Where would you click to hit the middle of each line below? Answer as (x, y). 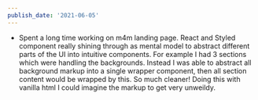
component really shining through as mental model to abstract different (134, 46)
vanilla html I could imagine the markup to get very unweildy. (117, 87)
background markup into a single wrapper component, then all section (133, 70)
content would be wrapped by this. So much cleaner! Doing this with (129, 79)
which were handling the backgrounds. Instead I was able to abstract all (135, 62)
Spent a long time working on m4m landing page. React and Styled (127, 37)
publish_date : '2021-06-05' (53, 15)
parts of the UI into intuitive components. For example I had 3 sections (133, 54)
